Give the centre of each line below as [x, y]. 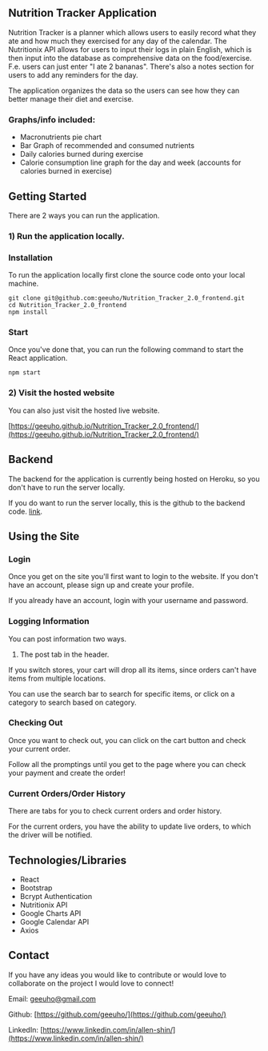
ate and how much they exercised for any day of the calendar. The [118, 41]
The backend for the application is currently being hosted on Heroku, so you [134, 478]
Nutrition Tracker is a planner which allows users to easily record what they [132, 32]
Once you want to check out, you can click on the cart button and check [127, 740]
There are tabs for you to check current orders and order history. [115, 811]
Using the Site [44, 536]
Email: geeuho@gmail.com [52, 998]
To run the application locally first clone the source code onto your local [127, 275]
